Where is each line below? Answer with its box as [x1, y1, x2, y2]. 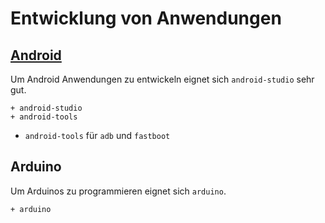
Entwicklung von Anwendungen [10, 7, 282, 30]
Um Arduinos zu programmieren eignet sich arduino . [10, 185, 227, 197]
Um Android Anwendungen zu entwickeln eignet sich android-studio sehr [10, 73, 315, 85]
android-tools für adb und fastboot [24, 130, 171, 141]
